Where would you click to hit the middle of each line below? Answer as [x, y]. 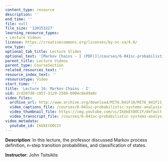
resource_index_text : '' [31, 75]
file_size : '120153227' [30, 28]
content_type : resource [30, 10]
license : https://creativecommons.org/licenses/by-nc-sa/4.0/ [71, 42]
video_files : [19, 98]
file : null [16, 24]
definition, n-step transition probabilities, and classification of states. [76, 145]
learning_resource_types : [32, 33]
